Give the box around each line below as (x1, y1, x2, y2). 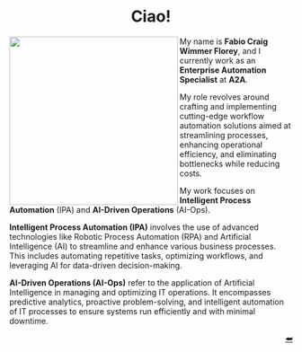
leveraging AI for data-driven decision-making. (9, 260, 182, 270)
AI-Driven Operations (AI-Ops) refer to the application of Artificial (9, 277, 255, 288)
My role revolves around (179, 92, 270, 102)
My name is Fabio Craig (179, 36, 269, 47)
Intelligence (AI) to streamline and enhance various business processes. (9, 241, 277, 251)
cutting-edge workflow (179, 110, 265, 121)
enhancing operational (179, 139, 263, 150)
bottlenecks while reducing (179, 158, 280, 169)
